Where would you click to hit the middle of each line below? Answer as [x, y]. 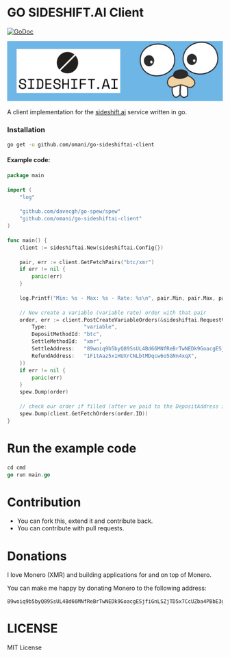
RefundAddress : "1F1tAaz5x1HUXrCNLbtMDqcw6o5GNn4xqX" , [114, 356]
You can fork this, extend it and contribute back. [85, 521]
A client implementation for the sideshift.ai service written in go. [97, 112]
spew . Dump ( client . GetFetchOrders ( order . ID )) [84, 413]
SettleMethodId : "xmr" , [67, 342]
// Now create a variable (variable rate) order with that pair [113, 313]
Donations [37, 556]
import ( [20, 190]
